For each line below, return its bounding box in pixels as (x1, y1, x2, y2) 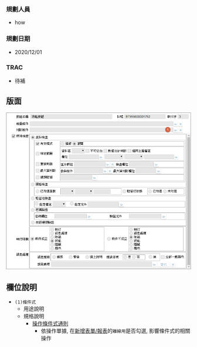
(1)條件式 (14, 299, 36, 305)
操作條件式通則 (32, 320, 69, 327)
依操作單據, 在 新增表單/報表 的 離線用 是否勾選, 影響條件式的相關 (40, 328, 191, 335)
